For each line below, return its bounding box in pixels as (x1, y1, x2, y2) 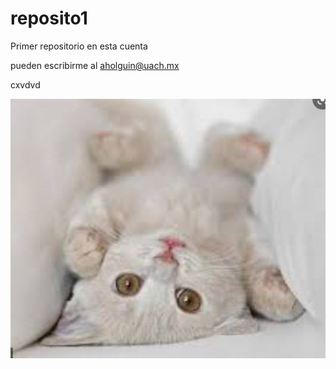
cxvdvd (10, 78, 41, 91)
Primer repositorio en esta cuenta (10, 40, 148, 52)
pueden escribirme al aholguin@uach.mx (10, 59, 180, 71)
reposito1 (10, 7, 88, 30)
